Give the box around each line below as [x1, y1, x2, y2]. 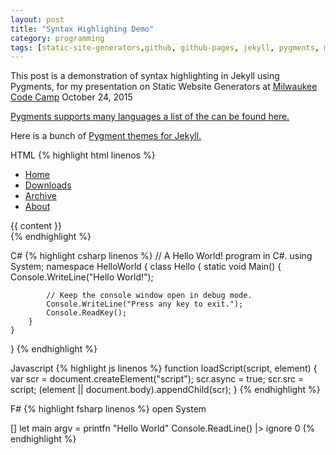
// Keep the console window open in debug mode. [46, 291, 253, 301]
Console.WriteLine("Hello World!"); [10, 271, 154, 283]
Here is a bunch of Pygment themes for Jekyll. [10, 130, 202, 142]
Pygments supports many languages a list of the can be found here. [10, 111, 290, 123]
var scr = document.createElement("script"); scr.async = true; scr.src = [10, 373, 305, 385]
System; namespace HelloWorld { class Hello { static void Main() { [10, 261, 282, 273]
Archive [24, 190, 57, 202]
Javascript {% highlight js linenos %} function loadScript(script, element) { [10, 362, 318, 375]
